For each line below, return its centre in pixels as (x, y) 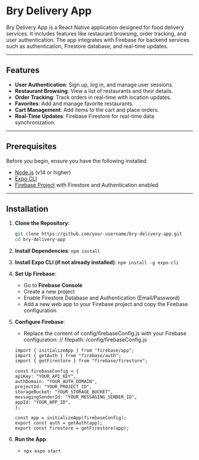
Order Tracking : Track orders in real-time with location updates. (93, 97)
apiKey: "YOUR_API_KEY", (45, 377)
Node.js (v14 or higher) (43, 172)
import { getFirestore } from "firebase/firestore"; (81, 361)
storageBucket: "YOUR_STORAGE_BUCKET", (64, 392)
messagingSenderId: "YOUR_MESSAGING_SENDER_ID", (76, 397)
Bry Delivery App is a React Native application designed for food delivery (95, 27)
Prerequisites (31, 147)
